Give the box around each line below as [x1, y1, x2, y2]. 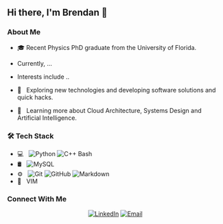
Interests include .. [16, 73, 70, 81]
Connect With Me [7, 194, 67, 203]
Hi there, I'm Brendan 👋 [7, 7, 108, 18]
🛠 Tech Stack [7, 131, 54, 140]
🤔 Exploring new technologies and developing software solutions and [16, 86, 216, 94]
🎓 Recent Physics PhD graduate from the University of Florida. [16, 43, 197, 51]
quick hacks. [16, 93, 54, 101]
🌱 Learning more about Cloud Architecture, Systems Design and [16, 106, 202, 114]
